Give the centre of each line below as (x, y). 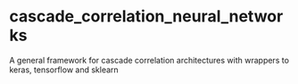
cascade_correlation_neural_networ (146, 17)
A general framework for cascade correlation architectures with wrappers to (149, 60)
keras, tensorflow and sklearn (64, 70)
